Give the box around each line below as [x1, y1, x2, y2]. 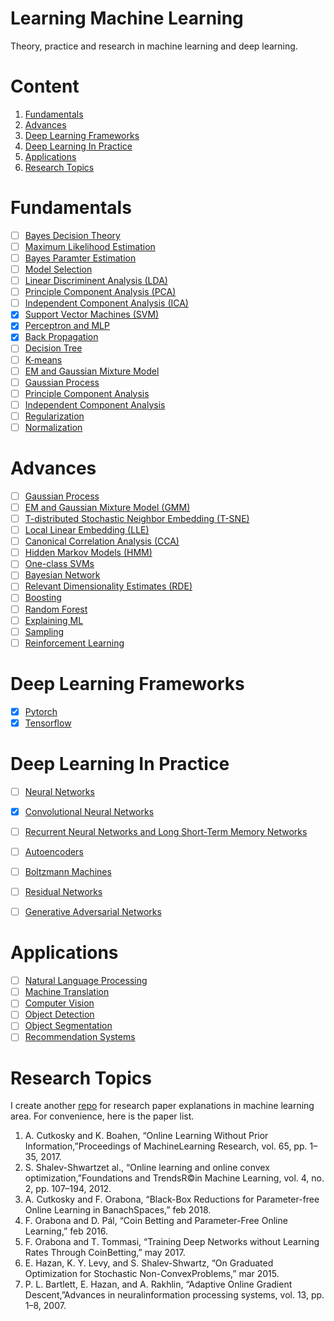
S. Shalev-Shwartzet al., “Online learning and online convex [24, 1162, 270, 1174]
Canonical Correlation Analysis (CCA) [24, 535, 180, 547]
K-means [24, 353, 63, 366]
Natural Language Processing [24, 975, 148, 987]
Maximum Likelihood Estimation [24, 240, 156, 252]
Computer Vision [24, 997, 95, 1009]
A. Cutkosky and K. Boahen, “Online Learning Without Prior [24, 1130, 269, 1142]
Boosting [24, 592, 62, 604]
